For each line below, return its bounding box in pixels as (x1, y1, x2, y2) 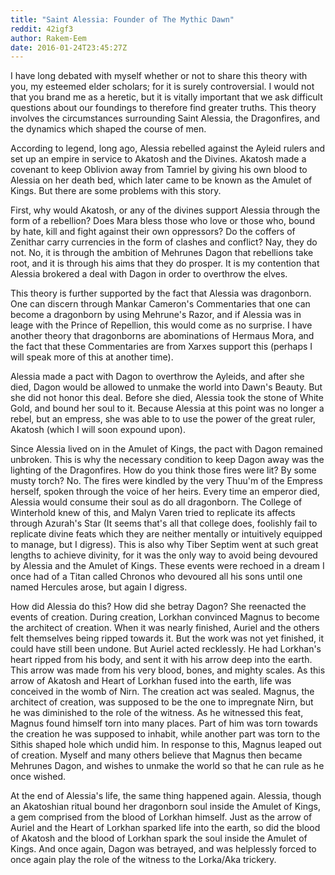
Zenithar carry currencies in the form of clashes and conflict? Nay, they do (10, 236, 318, 248)
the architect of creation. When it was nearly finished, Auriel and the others (10, 622, 320, 634)
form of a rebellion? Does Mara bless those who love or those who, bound (10, 215, 315, 227)
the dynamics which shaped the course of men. (10, 123, 207, 135)
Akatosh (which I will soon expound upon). (10, 424, 186, 436)
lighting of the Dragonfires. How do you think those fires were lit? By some (10, 464, 317, 476)
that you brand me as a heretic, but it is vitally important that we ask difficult (10, 91, 323, 103)
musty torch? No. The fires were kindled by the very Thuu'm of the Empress (10, 475, 323, 487)
